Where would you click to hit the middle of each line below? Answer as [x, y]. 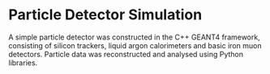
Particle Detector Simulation [105, 15]
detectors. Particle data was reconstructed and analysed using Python [126, 54]
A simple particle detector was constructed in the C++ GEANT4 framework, [135, 37]
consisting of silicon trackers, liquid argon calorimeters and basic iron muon [135, 45]
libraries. [23, 63]
